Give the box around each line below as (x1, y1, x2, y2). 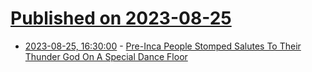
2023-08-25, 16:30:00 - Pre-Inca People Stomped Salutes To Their (24, 40, 302, 52)
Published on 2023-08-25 (10, 7, 232, 30)
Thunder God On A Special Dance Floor (24, 50, 188, 62)
